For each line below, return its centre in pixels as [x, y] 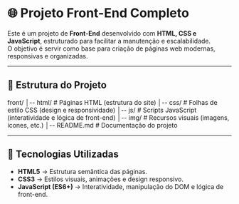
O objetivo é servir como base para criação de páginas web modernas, [111, 49]
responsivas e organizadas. [48, 56]
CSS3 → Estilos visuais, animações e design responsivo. [100, 179]
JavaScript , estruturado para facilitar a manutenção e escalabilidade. [109, 41]
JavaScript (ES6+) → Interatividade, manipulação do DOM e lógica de [121, 186]
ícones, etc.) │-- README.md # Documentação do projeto [92, 125]
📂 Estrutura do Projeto [57, 85]
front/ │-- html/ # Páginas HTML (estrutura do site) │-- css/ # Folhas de [113, 102]
